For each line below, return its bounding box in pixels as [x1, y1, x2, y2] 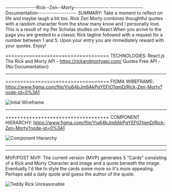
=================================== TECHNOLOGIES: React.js [5, 53, 165, 59]
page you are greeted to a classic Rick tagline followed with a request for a [5, 32, 163, 38]
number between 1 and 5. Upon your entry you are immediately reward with [5, 37, 165, 43]
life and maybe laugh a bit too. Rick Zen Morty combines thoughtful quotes [5, 15, 163, 21]
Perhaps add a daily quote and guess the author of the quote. [5, 171, 135, 177]
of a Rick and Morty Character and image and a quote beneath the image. [5, 160, 161, 166]
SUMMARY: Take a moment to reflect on [77, 10, 163, 16]
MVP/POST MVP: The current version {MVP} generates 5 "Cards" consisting [5, 154, 167, 161]
